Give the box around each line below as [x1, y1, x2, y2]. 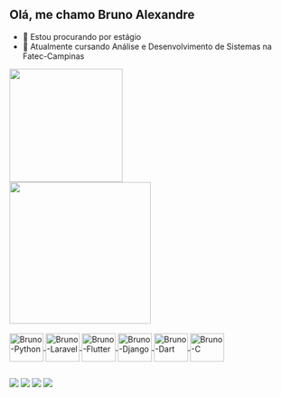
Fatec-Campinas [22, 50, 85, 62]
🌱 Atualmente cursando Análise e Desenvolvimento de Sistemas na [22, 41, 273, 52]
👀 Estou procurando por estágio [22, 31, 142, 42]
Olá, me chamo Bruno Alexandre [9, 7, 195, 23]
